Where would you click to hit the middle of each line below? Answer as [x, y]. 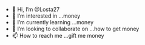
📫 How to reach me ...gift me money [58, 36]
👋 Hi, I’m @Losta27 [36, 9]
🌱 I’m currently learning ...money [53, 22]
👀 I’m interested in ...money [46, 16]
